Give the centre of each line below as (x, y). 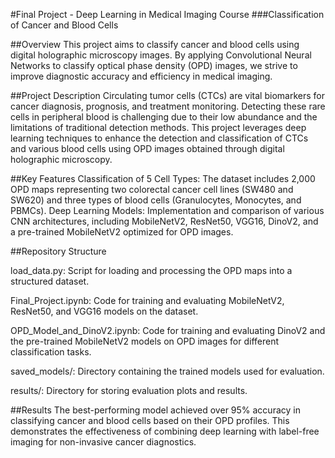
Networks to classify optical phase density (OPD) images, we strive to (154, 65)
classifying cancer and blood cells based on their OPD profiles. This (150, 420)
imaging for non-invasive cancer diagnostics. (103, 442)
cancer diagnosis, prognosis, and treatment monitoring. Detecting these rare (168, 106)
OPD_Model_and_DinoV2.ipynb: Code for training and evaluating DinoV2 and (168, 330)
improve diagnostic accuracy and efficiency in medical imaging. (141, 76)
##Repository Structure (58, 251)
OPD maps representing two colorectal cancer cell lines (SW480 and (152, 189)
